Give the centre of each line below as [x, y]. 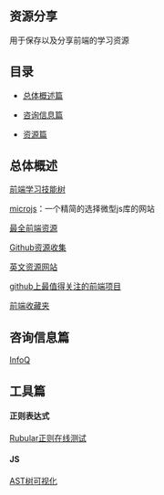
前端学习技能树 [37, 189]
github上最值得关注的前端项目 [65, 287]
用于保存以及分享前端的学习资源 [69, 40]
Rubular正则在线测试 [48, 437]
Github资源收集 [38, 247]
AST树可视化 [33, 481]
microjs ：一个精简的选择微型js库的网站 [82, 209]
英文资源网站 [33, 267]
